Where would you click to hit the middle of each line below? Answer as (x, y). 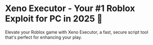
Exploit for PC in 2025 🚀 (54, 19)
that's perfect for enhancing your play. (44, 37)
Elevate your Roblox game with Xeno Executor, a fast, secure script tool (77, 32)
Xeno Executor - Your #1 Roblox (70, 8)
